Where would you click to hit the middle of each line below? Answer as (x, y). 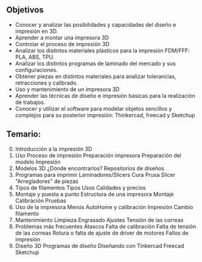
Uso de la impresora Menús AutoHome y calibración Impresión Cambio (104, 207)
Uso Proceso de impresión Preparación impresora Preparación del (98, 155)
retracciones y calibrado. (46, 83)
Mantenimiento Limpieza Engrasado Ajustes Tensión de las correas (99, 220)
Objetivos (25, 10)
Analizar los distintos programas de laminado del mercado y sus (96, 63)
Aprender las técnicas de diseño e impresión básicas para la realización (105, 95)
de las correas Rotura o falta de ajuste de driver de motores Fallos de (102, 233)
